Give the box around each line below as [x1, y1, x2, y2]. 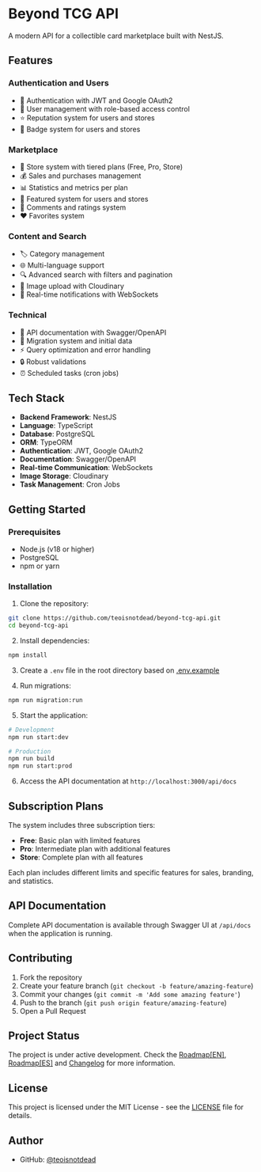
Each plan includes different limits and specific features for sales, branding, [8, 868, 254, 877]
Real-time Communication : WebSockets [19, 463, 153, 472]
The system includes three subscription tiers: [8, 821, 156, 829]
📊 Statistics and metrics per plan [19, 183, 128, 192]
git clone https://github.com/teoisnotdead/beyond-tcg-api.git [8, 614, 221, 622]
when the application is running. [8, 928, 113, 938]
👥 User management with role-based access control [19, 104, 190, 113]
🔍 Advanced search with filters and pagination [19, 270, 172, 279]
